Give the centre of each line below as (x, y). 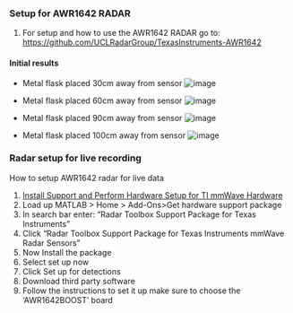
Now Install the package (67, 252)
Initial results (34, 63)
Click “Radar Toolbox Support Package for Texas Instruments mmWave (153, 233)
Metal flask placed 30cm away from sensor (102, 83)
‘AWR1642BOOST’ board (68, 300)
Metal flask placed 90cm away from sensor (102, 117)
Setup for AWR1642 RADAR (70, 13)
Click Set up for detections (71, 271)
